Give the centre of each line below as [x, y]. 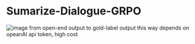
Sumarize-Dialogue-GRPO [74, 11]
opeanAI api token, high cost [42, 34]
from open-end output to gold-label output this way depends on [109, 28]
